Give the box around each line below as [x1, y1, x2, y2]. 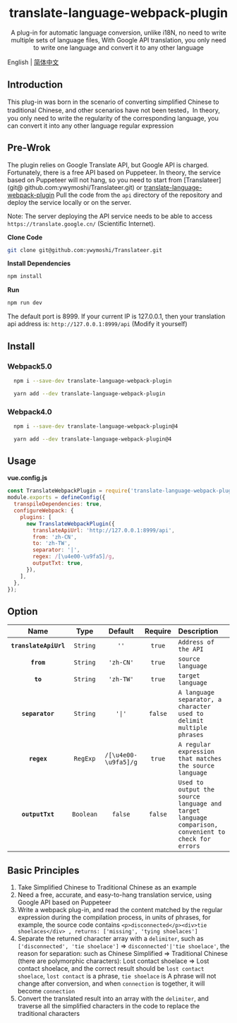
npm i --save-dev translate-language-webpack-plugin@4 [13, 422, 178, 430]
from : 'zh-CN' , [32, 533, 78, 541]
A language [178, 688, 215, 697]
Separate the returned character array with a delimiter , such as [17, 934, 204, 943]
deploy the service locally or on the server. [7, 198, 132, 206]
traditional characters [17, 1010, 80, 1018]
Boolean [71, 810, 98, 818]
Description [178, 626, 219, 636]
